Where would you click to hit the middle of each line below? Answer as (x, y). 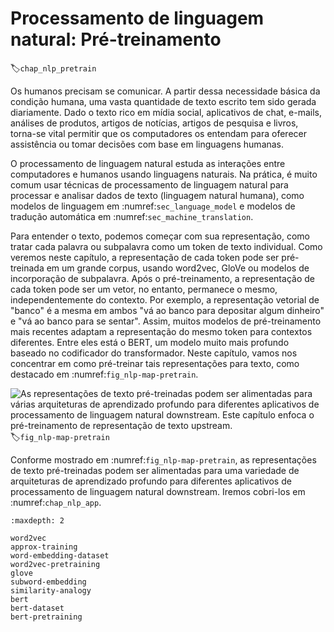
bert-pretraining (46, 617)
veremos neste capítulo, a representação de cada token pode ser (145, 257)
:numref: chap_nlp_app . (56, 502)
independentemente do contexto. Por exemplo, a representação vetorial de (165, 299)
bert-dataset (37, 608)
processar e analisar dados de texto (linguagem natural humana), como (157, 195)
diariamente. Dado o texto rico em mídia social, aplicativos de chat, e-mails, (166, 112)
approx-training (44, 547)
